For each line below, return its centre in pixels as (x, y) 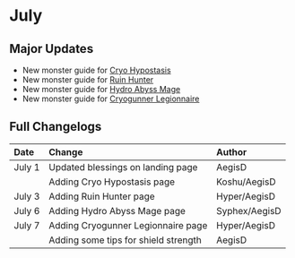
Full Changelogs (56, 127)
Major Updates (52, 49)
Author (232, 151)
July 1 (27, 167)
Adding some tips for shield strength (125, 240)
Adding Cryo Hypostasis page (112, 182)
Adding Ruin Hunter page (102, 196)
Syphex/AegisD (249, 211)
